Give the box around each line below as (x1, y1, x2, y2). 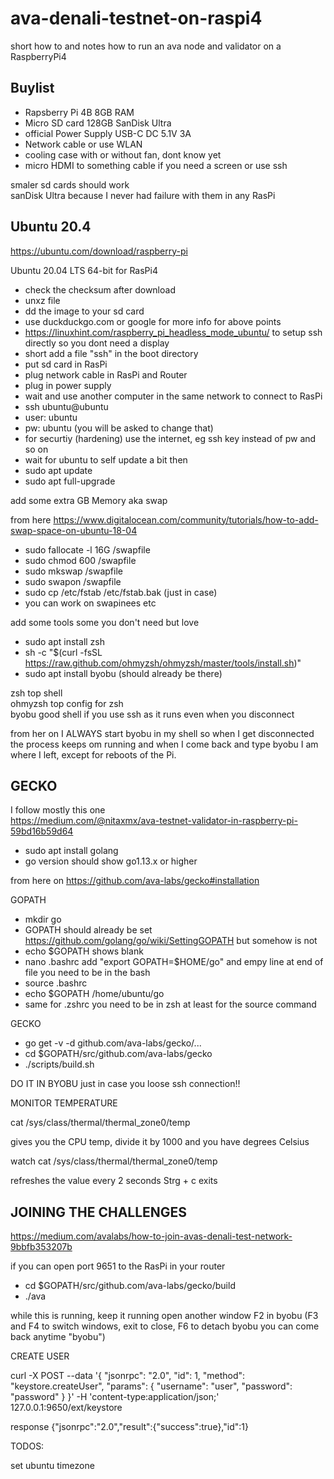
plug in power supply (24, 379, 112, 391)
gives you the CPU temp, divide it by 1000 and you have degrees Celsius (10, 1136, 310, 1148)
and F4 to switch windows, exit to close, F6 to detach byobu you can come (10, 1320, 320, 1332)
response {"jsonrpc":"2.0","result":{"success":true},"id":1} (10, 1421, 249, 1433)
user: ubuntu (24, 411, 78, 423)
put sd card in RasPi (24, 358, 108, 370)
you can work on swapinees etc (24, 597, 157, 609)
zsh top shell (10, 687, 63, 699)
